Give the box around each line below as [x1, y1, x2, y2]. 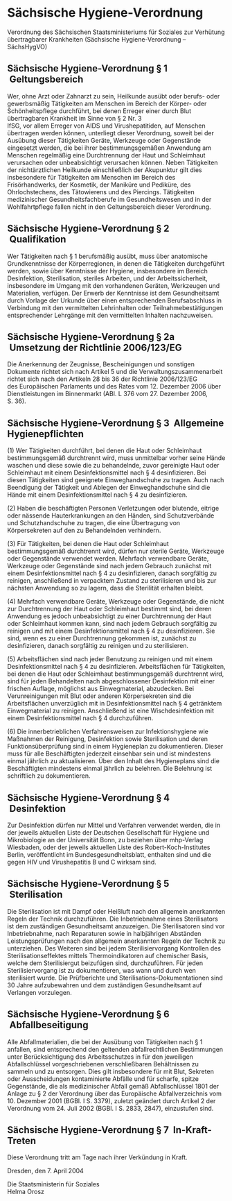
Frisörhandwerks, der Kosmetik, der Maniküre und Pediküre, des [7, 180, 191, 189]
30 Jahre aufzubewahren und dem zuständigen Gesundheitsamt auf [7, 980, 202, 989]
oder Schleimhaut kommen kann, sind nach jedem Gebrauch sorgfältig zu [7, 620, 217, 628]
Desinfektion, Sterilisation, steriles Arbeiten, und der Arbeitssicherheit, [7, 274, 208, 282]
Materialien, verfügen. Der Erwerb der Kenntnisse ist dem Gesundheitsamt [7, 289, 220, 297]
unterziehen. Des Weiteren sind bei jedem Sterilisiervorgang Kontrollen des [7, 944, 222, 952]
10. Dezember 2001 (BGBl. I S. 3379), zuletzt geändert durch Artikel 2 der [7, 1096, 216, 1105]
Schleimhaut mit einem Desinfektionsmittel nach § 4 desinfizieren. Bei [7, 468, 206, 477]
